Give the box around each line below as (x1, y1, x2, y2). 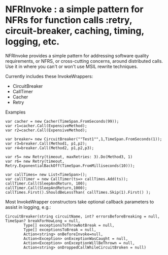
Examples (5, 109, 26, 115)
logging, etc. (5, 36, 60, 48)
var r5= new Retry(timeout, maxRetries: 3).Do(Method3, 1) (5, 154, 133, 159)
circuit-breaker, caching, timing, (5, 25, 145, 37)
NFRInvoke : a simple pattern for (5, 4, 144, 15)
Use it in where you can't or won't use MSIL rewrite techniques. (5, 63, 138, 69)
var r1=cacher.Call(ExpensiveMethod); (5, 123, 87, 128)
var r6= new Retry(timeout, (5, 159, 65, 164)
